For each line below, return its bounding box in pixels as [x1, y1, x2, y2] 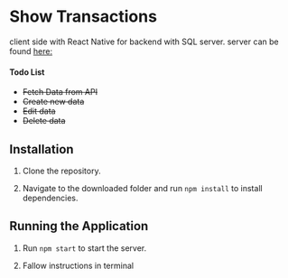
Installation [9, 142, 74, 157]
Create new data [22, 97, 85, 107]
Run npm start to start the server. [22, 242, 147, 254]
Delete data [22, 116, 66, 126]
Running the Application [9, 218, 149, 234]
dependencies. [22, 192, 79, 203]
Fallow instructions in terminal [22, 260, 134, 271]
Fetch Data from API [22, 87, 98, 97]
